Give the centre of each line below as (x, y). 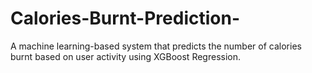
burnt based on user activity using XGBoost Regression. (125, 56)
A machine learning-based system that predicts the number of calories (156, 46)
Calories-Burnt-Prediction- (125, 18)
